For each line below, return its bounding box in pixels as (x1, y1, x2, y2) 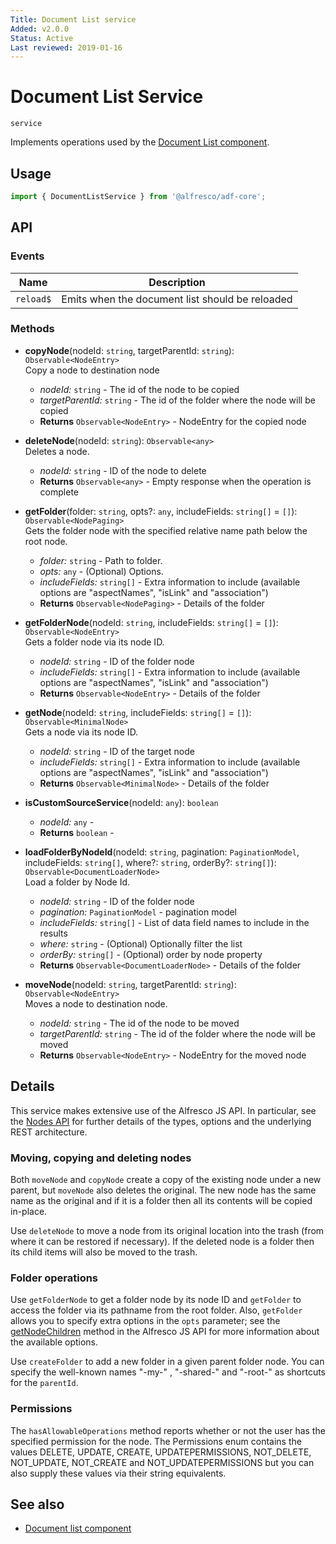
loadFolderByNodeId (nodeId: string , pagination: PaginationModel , (24, 846, 300, 858)
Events (10, 249, 45, 263)
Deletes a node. (24, 445, 90, 457)
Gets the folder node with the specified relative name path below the (24, 524, 308, 536)
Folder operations (10, 1271, 99, 1285)
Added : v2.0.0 (10, 24, 70, 34)
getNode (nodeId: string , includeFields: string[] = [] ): (24, 706, 252, 718)
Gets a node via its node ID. (24, 726, 139, 738)
